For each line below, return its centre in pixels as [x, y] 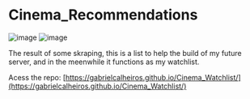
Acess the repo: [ [37, 77]
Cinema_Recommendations [103, 15]
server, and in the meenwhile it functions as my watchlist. [104, 62]
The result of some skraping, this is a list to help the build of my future [125, 53]
